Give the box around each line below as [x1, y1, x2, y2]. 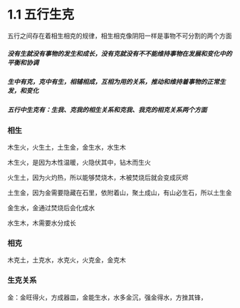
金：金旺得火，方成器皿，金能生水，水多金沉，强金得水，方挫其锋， [7, 293, 207, 302]
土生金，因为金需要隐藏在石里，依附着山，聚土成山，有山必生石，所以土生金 [7, 188, 232, 197]
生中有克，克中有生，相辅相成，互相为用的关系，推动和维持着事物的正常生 [7, 77, 226, 86]
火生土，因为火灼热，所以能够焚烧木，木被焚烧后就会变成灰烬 [7, 173, 189, 182]
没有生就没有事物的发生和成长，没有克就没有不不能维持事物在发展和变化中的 [7, 49, 232, 58]
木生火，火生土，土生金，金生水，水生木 [7, 143, 126, 152]
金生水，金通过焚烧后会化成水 [7, 204, 95, 212]
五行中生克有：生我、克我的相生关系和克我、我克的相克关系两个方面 [7, 106, 207, 114]
